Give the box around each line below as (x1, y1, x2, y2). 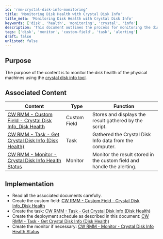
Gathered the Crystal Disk (92, 131, 151, 138)
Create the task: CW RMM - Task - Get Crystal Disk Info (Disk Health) (12, 208, 151, 214)
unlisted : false (5, 39, 38, 44)
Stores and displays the (92, 111, 146, 118)
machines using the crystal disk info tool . (5, 75, 87, 80)
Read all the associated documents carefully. (12, 192, 102, 199)
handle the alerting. (92, 163, 137, 170)
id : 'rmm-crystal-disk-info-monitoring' (5, 7, 88, 12)
